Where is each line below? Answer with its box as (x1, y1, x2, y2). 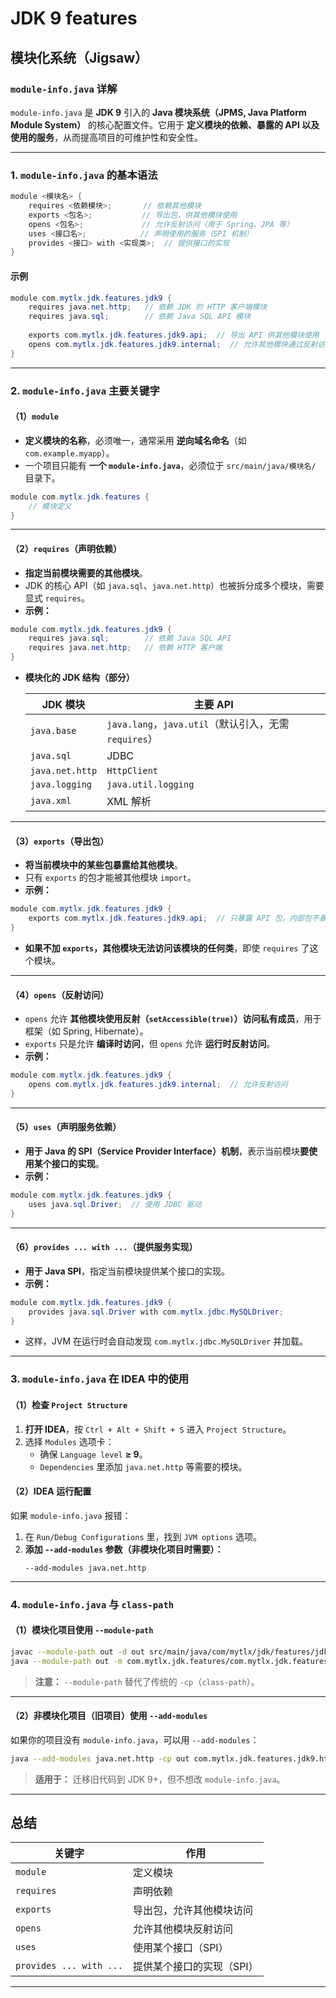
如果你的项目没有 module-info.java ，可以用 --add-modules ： (10, 1733, 260, 1746)
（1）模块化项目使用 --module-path (10, 1624, 154, 1636)
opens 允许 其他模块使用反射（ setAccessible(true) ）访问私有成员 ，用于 (24, 1013, 322, 1025)
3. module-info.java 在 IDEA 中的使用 (10, 1372, 190, 1386)
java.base (29, 725, 77, 737)
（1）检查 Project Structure (10, 1398, 128, 1411)
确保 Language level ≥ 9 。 (39, 1448, 148, 1460)
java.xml (29, 795, 72, 807)
